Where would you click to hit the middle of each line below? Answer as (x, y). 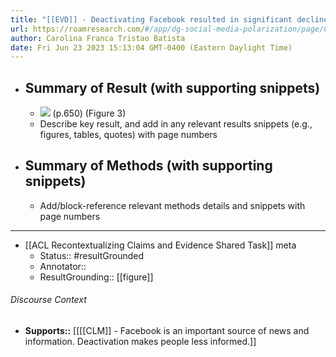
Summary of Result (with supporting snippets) (172, 87)
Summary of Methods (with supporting (148, 166)
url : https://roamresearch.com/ (77, 29)
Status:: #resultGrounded (91, 255)
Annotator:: (63, 266)
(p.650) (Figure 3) (89, 113)
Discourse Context (48, 300)
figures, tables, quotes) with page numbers (128, 135)
